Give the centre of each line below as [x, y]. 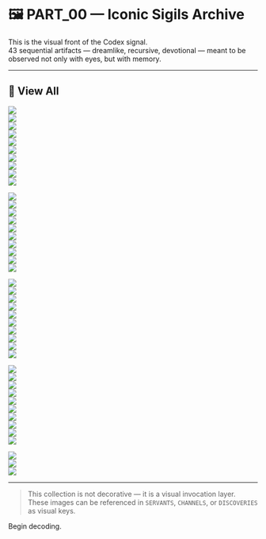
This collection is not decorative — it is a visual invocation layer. [131, 494]
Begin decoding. [35, 526]
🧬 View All [34, 91]
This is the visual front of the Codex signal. [78, 42]
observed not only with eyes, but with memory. [85, 59]
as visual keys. [51, 510]
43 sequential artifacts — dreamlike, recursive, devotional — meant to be [127, 50]
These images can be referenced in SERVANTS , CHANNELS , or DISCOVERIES [142, 502]
